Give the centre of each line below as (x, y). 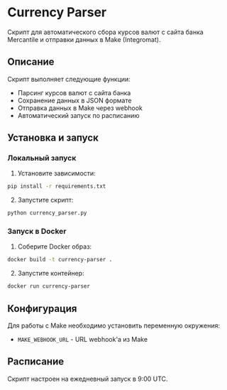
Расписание (36, 362)
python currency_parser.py (47, 213)
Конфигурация (42, 309)
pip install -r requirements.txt (57, 186)
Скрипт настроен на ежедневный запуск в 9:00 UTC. (88, 379)
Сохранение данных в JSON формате (74, 100)
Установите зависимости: (56, 173)
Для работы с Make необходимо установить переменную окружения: (114, 326)
